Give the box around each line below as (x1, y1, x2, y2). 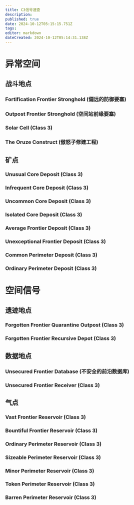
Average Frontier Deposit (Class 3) (5, 224, 91, 231)
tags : (5, 26, 16, 31)
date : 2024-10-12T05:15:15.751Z (5, 21, 72, 26)
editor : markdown (5, 30, 41, 35)
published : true (5, 16, 39, 21)
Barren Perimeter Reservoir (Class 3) (5, 494, 96, 501)
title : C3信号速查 (5, 7, 41, 12)
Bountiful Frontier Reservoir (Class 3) (5, 427, 97, 434)
